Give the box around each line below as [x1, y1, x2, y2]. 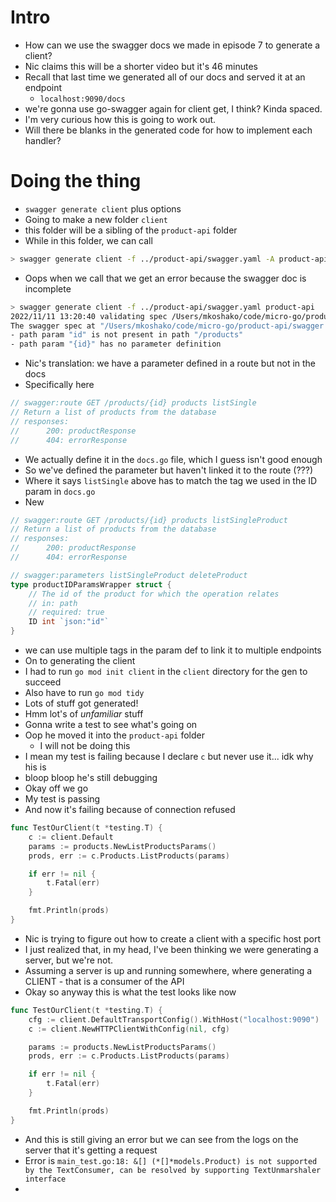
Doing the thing [10, 170, 142, 193]
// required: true [28, 607, 105, 618]
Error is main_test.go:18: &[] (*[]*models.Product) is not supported [24, 1154, 318, 1166]
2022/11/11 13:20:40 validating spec [10, 311, 168, 321]
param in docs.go [24, 485, 96, 497]
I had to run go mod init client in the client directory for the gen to [24, 666, 308, 677]
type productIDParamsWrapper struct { [10, 579, 172, 590]
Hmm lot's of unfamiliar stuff [24, 708, 144, 720]
